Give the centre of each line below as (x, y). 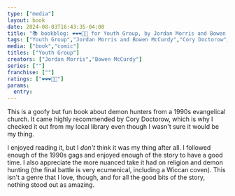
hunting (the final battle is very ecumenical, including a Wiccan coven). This (116, 170)
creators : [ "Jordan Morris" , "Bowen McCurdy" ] (74, 59)
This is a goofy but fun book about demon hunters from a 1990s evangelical (116, 112)
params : (19, 85)
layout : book (26, 20)
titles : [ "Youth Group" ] (43, 53)
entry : (23, 92)
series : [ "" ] (26, 66)
